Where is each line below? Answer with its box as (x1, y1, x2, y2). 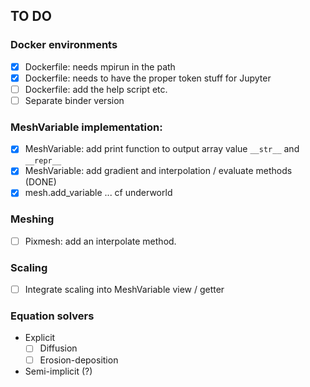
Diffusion (39, 342, 78, 354)
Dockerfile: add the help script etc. (24, 83, 168, 95)
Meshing (10, 212, 55, 226)
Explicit (24, 332, 56, 344)
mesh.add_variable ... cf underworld (24, 187, 173, 199)
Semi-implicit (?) (24, 365, 93, 377)
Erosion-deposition (39, 354, 119, 366)
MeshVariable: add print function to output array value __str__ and (24, 143, 300, 155)
